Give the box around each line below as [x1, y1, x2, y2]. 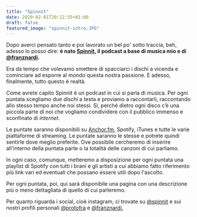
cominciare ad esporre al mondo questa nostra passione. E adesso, [6, 72, 171, 79]
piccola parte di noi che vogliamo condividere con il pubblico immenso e [6, 108, 183, 115]
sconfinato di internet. [6, 115, 61, 122]
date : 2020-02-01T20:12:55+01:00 [6, 14, 89, 20]
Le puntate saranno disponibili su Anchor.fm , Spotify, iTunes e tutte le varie [6, 126, 190, 133]
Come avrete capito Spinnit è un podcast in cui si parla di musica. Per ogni [6, 89, 188, 96]
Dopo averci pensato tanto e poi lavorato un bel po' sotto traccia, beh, [6, 41, 177, 48]
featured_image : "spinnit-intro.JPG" [6, 25, 100, 31]
